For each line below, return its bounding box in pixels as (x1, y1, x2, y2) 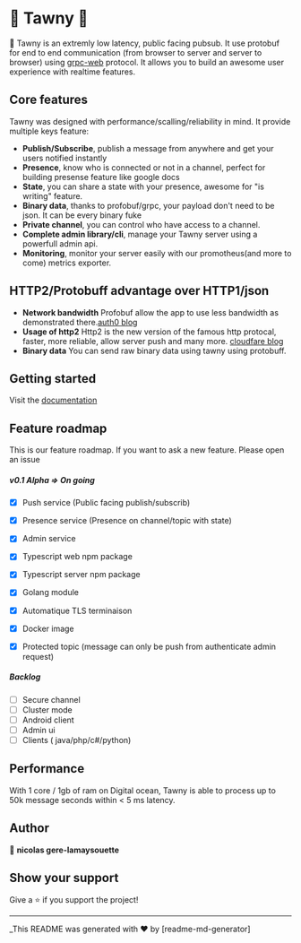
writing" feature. (21, 190, 83, 201)
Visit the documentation (9, 394, 98, 406)
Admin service (21, 533, 76, 544)
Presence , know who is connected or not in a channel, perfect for (21, 161, 266, 173)
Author (9, 820, 49, 836)
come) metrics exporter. (21, 257, 112, 268)
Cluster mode (21, 704, 73, 715)
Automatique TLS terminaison (21, 605, 133, 616)
